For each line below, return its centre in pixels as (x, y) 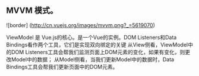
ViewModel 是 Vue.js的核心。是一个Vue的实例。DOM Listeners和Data (91, 37)
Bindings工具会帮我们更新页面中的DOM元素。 (62, 67)
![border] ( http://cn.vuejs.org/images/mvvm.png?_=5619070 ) (81, 25)
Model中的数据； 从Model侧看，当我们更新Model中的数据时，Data (92, 59)
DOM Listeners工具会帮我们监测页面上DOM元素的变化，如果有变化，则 (98, 52)
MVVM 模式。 (32, 11)
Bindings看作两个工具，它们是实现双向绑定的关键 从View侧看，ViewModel (97, 44)
